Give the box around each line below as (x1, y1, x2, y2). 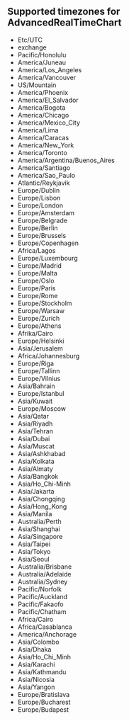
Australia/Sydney (17, 577, 68, 586)
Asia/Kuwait (17, 397, 53, 405)
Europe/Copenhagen (17, 239, 79, 247)
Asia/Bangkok (17, 472, 59, 480)
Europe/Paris (17, 283, 56, 293)
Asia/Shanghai (17, 524, 60, 533)
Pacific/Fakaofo (17, 600, 64, 608)
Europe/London (17, 201, 64, 210)
